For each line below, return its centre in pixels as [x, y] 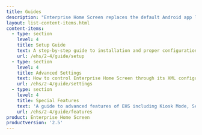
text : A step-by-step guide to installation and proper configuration [107, 51]
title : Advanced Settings [50, 73]
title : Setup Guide [41, 45]
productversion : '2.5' [35, 123]
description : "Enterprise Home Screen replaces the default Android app [99, 17]
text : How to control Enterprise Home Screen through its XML [96, 78]
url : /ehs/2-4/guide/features [55, 112]
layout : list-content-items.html [48, 23]
